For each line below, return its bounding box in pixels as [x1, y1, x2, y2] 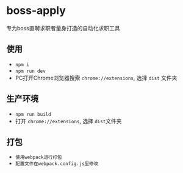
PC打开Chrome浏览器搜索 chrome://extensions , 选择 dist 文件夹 [15, 74, 178, 81]
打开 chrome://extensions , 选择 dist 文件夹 [15, 117, 122, 124]
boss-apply [6, 4, 66, 18]
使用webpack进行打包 [15, 154, 62, 161]
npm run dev [15, 68, 46, 74]
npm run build [15, 111, 51, 117]
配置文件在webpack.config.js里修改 [15, 161, 99, 167]
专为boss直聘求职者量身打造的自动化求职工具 [6, 24, 120, 32]
